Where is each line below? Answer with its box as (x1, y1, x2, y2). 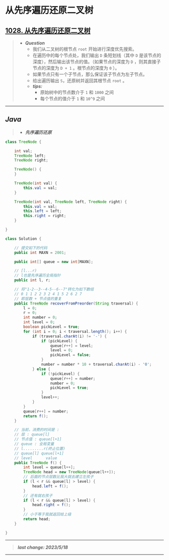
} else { (32, 367, 51, 372)
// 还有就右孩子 (23, 493, 53, 498)
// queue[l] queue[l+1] (14, 450, 64, 456)
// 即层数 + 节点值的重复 (14, 296, 62, 301)
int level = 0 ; (23, 320, 55, 325)
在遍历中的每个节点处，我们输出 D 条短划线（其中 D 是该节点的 (32, 53, 161, 58)
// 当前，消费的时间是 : (14, 427, 59, 432)
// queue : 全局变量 (14, 441, 54, 447)
